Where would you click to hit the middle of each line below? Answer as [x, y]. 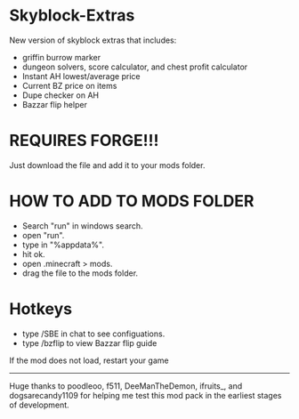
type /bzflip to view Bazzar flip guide [89, 342]
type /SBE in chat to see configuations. [93, 334]
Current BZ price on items [69, 85]
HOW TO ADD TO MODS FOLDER [132, 201]
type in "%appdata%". [63, 245]
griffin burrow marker [61, 57]
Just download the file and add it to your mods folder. [107, 165]
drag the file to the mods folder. [80, 273]
